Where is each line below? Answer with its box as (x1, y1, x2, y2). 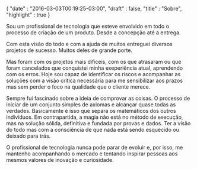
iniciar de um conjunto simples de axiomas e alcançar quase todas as (6, 101, 176, 108)
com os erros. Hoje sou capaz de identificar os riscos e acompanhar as (6, 71, 181, 77)
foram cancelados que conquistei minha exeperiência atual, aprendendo (6, 64, 183, 71)
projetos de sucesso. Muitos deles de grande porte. (6, 47, 132, 54)
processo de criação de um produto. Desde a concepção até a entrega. (6, 29, 181, 36)
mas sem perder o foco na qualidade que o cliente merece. (6, 83, 151, 90)
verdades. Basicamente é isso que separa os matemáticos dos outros (6, 108, 176, 114)
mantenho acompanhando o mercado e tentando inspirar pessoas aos (6, 150, 178, 157)
